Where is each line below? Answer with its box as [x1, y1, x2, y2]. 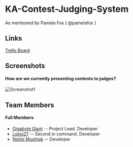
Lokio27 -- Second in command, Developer [12, 131, 100, 137]
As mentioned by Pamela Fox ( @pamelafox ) [5, 20, 97, 26]
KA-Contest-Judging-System [5, 3, 129, 15]
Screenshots [5, 62, 45, 70]
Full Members [5, 115, 34, 121]
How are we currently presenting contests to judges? [5, 75, 116, 81]
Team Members [5, 100, 54, 109]
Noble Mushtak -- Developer [12, 136, 70, 142]
